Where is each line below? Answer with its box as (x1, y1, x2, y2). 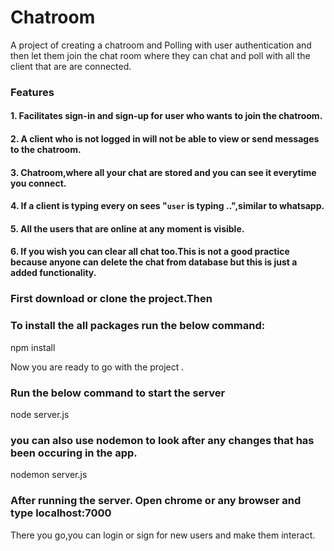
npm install (10, 341, 56, 353)
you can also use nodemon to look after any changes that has (10, 433, 315, 447)
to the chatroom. (10, 144, 82, 156)
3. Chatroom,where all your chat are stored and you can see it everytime (10, 166, 317, 178)
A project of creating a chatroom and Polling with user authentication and (10, 39, 312, 51)
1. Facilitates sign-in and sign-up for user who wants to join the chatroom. (10, 110, 323, 122)
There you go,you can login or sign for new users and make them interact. (10, 529, 316, 541)
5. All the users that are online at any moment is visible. (10, 222, 245, 235)
